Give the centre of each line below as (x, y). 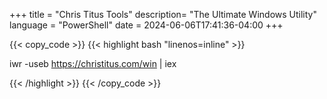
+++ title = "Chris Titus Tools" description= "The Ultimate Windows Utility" (163, 14)
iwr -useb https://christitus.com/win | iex (93, 63)
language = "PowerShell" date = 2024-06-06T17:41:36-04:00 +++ (146, 25)
